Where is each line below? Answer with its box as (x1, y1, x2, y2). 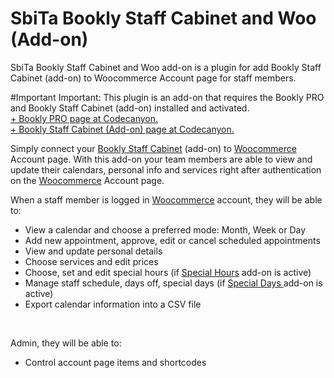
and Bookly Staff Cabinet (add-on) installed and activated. (10, 102, 250, 114)
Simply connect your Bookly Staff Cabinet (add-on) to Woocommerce (10, 142, 297, 154)
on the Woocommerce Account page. (10, 174, 165, 186)
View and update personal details (24, 245, 163, 257)
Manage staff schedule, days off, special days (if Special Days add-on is (24, 277, 323, 289)
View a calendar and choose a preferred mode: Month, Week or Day (24, 223, 307, 236)
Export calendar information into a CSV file (24, 298, 202, 310)
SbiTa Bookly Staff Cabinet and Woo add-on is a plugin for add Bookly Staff (10, 61, 322, 73)
